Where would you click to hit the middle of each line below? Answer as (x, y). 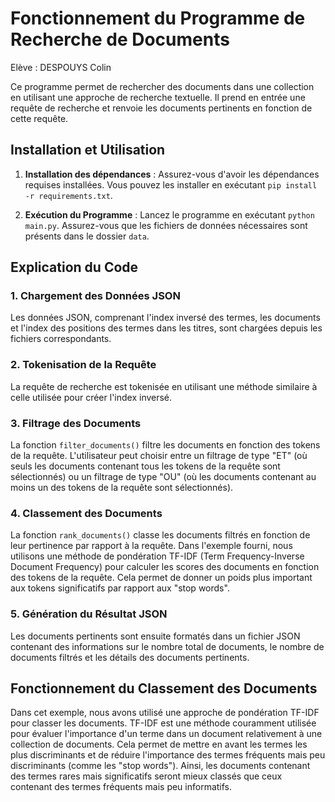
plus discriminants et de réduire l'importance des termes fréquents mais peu (168, 755)
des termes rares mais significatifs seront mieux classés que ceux (146, 776)
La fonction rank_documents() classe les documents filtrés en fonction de (160, 535)
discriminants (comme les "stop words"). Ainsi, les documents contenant (160, 766)
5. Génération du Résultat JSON (89, 614)
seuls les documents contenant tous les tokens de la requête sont (145, 466)
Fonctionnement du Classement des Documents (164, 688)
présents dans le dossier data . (87, 236)
